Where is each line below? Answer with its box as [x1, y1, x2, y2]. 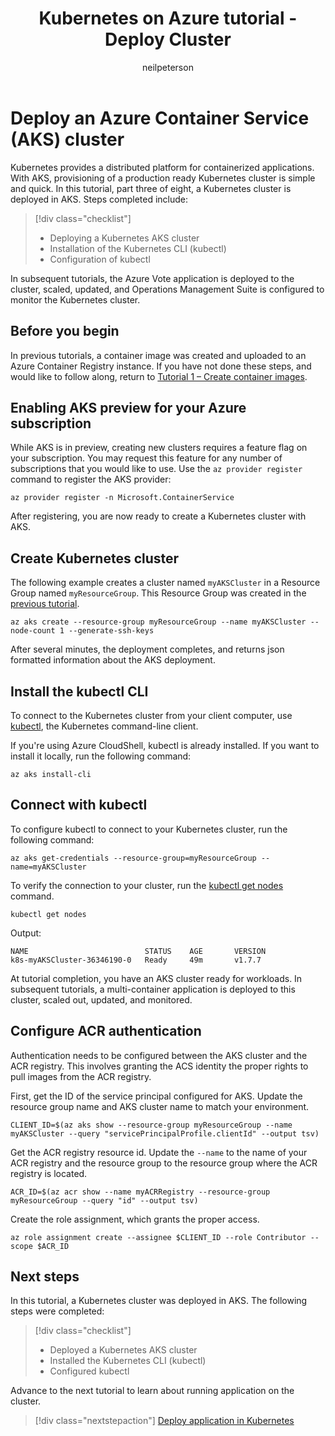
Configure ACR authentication [10, 1023, 202, 1040]
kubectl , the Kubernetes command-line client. [10, 720, 199, 732]
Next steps [10, 1268, 80, 1285]
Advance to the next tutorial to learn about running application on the [10, 1385, 295, 1397]
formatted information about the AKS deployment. [10, 654, 216, 666]
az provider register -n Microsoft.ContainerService [10, 493, 235, 503]
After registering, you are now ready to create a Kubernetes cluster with [10, 510, 307, 522]
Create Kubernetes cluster [10, 550, 180, 567]
